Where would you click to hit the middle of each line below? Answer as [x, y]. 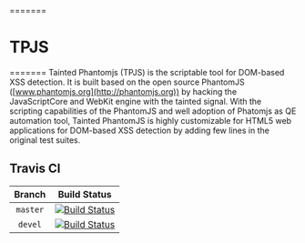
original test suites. [45, 140]
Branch [30, 194]
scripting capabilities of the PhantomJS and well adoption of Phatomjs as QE [153, 111]
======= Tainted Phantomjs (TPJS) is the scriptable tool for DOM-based [147, 72]
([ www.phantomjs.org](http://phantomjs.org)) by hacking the [123, 91]
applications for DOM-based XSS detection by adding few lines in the [140, 130]
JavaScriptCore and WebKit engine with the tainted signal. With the [136, 101]
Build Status [85, 194]
